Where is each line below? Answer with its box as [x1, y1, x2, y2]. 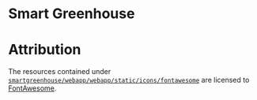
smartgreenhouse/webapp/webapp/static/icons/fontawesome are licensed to [8, 76, 250, 85]
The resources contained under [8, 67, 111, 76]
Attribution [8, 41, 81, 59]
